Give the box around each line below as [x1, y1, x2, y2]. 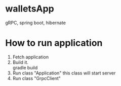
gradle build [12, 64, 38, 70]
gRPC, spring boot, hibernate [5, 20, 66, 26]
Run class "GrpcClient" [12, 75, 61, 81]
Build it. [12, 59, 29, 65]
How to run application [5, 37, 103, 49]
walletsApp [5, 3, 54, 15]
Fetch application [12, 54, 49, 60]
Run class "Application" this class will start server [12, 70, 116, 76]
